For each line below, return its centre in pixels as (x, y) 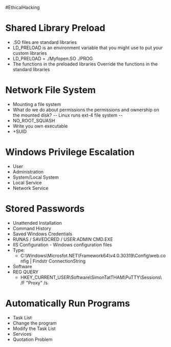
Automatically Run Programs (68, 303)
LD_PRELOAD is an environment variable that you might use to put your (88, 48)
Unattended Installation (37, 223)
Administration (28, 171)
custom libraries (30, 53)
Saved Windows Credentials (42, 234)
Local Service (27, 182)
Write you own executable (40, 126)
